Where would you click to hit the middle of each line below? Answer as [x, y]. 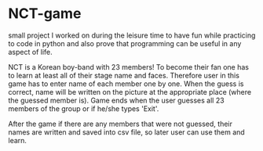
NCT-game [45, 14]
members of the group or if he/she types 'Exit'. [84, 108]
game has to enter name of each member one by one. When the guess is [126, 84]
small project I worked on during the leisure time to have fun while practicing [132, 35]
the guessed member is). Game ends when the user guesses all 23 [117, 100]
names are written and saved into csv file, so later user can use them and [126, 132]
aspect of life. [30, 52]
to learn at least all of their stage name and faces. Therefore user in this [124, 75]
